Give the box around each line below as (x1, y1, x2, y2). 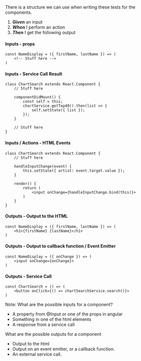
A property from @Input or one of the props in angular (12, 311, 123, 317)
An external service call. (12, 351, 62, 358)
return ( (23, 185, 41, 190)
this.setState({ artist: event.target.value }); (23, 168, 125, 173)
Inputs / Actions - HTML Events (5, 140, 71, 145)
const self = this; (23, 99, 63, 104)
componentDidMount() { (14, 95, 61, 100)
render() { (14, 181, 37, 186)
